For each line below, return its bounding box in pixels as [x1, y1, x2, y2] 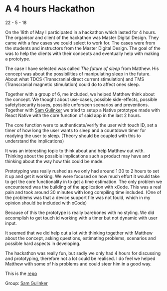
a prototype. [5, 55, 31, 61]
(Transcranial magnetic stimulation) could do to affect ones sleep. [5, 81, 141, 87]
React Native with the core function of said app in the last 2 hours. [5, 112, 141, 118]
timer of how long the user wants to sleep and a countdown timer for [5, 127, 146, 133]
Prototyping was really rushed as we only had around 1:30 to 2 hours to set [5, 168, 160, 174]
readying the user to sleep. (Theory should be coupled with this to [5, 132, 141, 138]
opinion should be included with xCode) [5, 199, 87, 205]
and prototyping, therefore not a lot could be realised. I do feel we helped [5, 255, 156, 261]
